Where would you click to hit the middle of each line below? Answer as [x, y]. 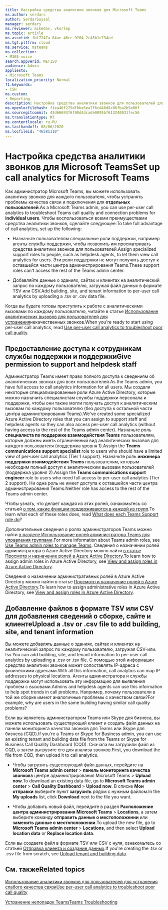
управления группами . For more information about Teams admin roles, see [82, 540]
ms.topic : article [24, 33]
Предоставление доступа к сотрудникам [73, 348]
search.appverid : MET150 [31, 61]
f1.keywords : [19, 84]
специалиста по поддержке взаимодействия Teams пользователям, [80, 435]
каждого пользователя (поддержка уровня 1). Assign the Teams [73, 446]
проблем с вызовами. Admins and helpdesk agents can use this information [84, 686]
